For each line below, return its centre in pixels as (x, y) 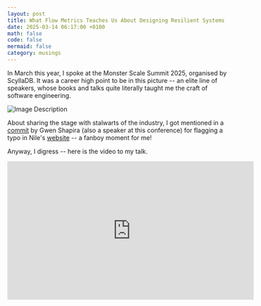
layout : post (26, 14)
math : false (25, 33)
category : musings (34, 53)
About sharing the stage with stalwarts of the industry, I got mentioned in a (115, 122)
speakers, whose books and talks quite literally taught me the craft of (108, 88)
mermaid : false (30, 46)
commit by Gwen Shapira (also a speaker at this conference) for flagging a (115, 130)
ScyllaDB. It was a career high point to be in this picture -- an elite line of (113, 80)
